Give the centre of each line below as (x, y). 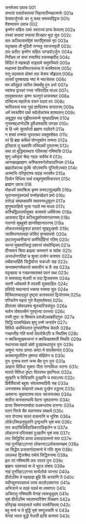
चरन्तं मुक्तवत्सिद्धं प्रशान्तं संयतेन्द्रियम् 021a (38, 245)
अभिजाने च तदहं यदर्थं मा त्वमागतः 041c (36, 488)
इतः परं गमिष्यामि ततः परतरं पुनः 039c (34, 461)
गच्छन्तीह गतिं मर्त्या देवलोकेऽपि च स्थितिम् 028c (42, 333)
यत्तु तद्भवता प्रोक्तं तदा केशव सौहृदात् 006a (39, 74)
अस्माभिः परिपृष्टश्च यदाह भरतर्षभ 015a (35, 173)
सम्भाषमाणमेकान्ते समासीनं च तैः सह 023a (37, 267)
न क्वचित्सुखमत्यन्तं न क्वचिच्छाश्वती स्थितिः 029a (43, 339)
